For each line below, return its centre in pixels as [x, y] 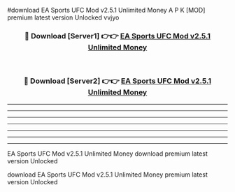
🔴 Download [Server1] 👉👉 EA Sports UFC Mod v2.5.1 [117, 36]
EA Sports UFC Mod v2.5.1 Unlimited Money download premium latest [107, 154]
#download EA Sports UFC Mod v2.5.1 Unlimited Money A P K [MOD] [106, 10]
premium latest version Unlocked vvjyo [63, 17]
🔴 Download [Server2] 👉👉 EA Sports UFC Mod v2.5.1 [117, 81]
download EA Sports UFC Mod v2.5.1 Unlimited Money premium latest [107, 175]
